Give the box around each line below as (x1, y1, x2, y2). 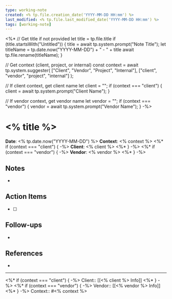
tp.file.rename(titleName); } (5, 52, 63, 58)
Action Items (5, 192, 47, 201)
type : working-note (5, 7, 47, 13)
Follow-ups (5, 221, 42, 229)
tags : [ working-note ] (5, 21, 52, 27)
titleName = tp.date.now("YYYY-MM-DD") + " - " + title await (5, 47, 134, 53)
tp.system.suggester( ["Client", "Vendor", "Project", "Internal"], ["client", (5, 67, 157, 74)
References (5, 249, 43, 258)
